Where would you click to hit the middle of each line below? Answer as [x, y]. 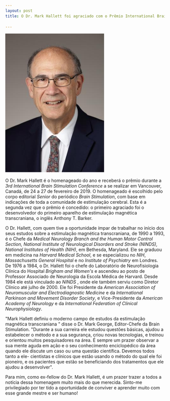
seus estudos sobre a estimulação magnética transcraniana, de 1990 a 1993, [85, 234]
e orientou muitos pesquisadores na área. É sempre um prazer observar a [82, 340]
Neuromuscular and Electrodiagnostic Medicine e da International [74, 293]
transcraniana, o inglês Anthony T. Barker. [49, 218]
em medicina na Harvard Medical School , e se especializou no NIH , [75, 255]
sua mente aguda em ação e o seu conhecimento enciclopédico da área [80, 346]
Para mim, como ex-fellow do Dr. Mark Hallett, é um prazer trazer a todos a [83, 377]
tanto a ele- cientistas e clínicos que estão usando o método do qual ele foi [83, 356]
